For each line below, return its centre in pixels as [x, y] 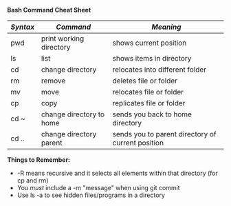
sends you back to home [152, 114]
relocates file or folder [148, 92]
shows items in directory [152, 58]
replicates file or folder [149, 103]
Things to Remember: [39, 160]
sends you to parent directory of [164, 134]
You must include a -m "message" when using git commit [98, 188]
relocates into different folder [159, 70]
